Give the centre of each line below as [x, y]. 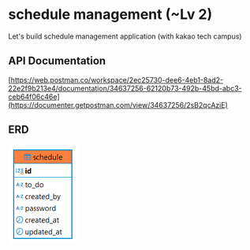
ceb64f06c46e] [34, 97]
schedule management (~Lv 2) [110, 15]
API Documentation [57, 61]
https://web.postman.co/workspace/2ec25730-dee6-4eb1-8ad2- [117, 79]
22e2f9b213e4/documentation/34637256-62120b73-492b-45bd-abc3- [125, 88]
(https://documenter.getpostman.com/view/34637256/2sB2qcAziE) [118, 105]
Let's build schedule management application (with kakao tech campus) [125, 36]
